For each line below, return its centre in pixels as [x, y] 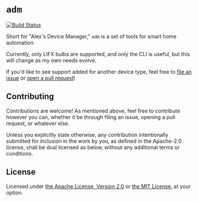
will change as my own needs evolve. [52, 60]
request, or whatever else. [38, 123]
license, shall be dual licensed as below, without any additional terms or [93, 147]
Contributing [30, 96]
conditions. [20, 153]
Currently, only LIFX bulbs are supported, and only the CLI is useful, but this [98, 54]
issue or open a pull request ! [41, 78]
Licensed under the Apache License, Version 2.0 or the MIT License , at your [99, 186]
